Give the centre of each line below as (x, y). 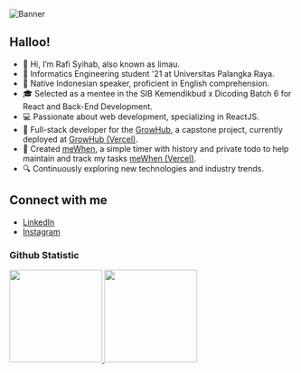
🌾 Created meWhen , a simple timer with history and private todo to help (155, 148)
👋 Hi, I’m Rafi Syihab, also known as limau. (101, 64)
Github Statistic (44, 255)
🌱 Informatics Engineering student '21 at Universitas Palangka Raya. (148, 73)
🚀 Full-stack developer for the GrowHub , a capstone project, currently (152, 129)
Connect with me (59, 200)
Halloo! (30, 42)
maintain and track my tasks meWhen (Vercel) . (109, 158)
